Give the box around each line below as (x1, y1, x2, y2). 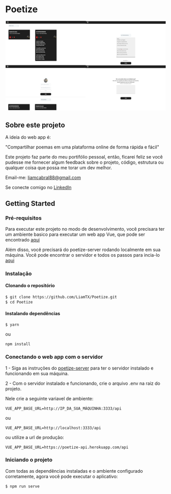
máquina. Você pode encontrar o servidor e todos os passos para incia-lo (5, 252, 160, 258)
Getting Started (5, 199, 55, 208)
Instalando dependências (5, 310, 61, 316)
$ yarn (5, 322, 19, 327)
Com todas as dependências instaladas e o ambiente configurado (5, 468, 144, 474)
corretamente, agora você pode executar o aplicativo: (5, 473, 118, 479)
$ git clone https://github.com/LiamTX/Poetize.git (5, 295, 117, 300)
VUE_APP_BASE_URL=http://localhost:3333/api (5, 425, 101, 430)
